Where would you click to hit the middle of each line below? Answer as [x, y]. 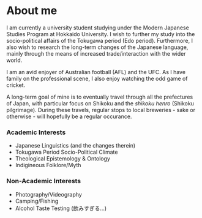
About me [32, 11]
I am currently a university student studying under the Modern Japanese [98, 28]
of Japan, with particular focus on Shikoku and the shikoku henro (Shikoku [100, 103]
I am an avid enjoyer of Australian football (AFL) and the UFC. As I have [96, 72]
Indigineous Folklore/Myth [48, 165]
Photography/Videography [49, 194]
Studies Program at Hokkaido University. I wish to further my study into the [101, 34]
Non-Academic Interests [44, 181]
